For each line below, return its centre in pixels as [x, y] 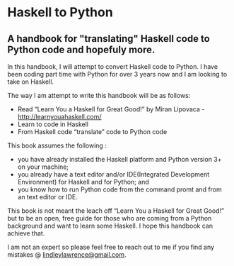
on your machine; [43, 167]
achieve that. [26, 233]
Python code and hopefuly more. [81, 49]
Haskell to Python [60, 12]
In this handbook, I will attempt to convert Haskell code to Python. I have [112, 67]
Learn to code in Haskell [53, 124]
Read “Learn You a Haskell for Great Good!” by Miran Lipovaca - [111, 109]
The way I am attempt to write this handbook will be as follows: [99, 95]
